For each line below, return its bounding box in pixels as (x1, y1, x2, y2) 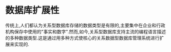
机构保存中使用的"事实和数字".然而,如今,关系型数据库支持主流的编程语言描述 (5, 28, 166, 34)
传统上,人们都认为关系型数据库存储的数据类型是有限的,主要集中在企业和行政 (5, 22, 166, 28)
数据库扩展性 (5, 5, 60, 16)
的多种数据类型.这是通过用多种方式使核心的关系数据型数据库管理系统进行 (5, 35, 160, 41)
